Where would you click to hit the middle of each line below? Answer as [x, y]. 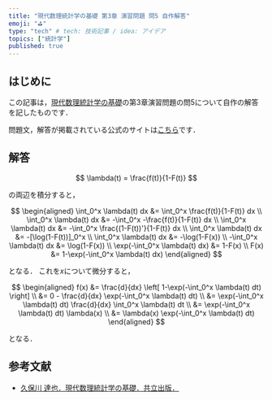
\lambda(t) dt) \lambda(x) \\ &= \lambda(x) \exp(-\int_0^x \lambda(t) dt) [136, 313]
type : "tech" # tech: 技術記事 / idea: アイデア [87, 31]
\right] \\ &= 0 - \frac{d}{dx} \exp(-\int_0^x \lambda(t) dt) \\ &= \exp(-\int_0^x [136, 296]
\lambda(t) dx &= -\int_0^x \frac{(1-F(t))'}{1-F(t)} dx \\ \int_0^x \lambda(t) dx [136, 228]
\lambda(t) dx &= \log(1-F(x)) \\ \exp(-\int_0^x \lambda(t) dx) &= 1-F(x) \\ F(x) [136, 246]
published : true [36, 46]
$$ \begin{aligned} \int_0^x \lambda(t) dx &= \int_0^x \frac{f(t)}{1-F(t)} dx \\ [136, 211]
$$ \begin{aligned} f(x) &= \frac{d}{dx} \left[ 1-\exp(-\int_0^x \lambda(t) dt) [136, 287]
